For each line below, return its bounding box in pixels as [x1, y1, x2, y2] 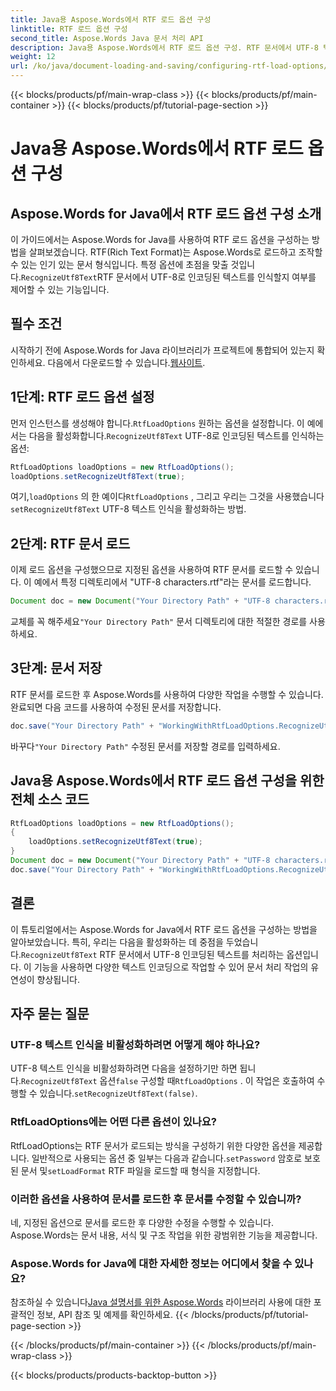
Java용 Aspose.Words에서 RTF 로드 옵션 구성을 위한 [10, 772, 325, 790]
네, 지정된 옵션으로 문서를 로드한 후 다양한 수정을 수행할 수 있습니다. [10, 1216, 274, 1228]
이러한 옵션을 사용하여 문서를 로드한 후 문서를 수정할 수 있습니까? [10, 1192, 302, 1206]
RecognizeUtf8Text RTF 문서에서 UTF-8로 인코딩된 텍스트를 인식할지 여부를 [20, 271, 317, 283]
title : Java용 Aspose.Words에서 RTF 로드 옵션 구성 [10, 14, 212, 25]
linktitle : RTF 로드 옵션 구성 [10, 24, 128, 34]
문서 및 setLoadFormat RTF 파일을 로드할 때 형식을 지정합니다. [20, 1164, 261, 1176]
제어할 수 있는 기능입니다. [10, 284, 110, 295]
